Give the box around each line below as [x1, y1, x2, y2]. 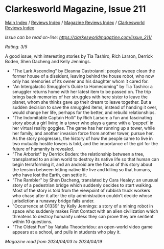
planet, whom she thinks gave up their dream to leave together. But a [12, 99, 152, 105]
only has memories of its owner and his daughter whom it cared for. [12, 78, 149, 84]
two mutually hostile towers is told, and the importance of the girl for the [12, 140, 158, 146]
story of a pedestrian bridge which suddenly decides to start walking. [12, 182, 153, 188]
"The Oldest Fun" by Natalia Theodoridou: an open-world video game [12, 224, 153, 229]
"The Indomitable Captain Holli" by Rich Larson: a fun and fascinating [12, 114, 152, 120]
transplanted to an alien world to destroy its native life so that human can [12, 156, 159, 162]
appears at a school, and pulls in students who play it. [12, 229, 121, 235]
